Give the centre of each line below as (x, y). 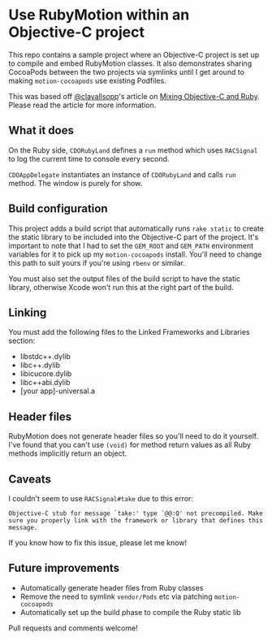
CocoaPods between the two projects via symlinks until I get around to (127, 71)
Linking (28, 312)
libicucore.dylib (46, 374)
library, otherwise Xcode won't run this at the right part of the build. (121, 287)
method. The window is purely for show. (76, 183)
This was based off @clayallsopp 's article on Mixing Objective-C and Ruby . (134, 96)
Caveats (30, 479)
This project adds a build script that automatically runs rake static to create (136, 228)
